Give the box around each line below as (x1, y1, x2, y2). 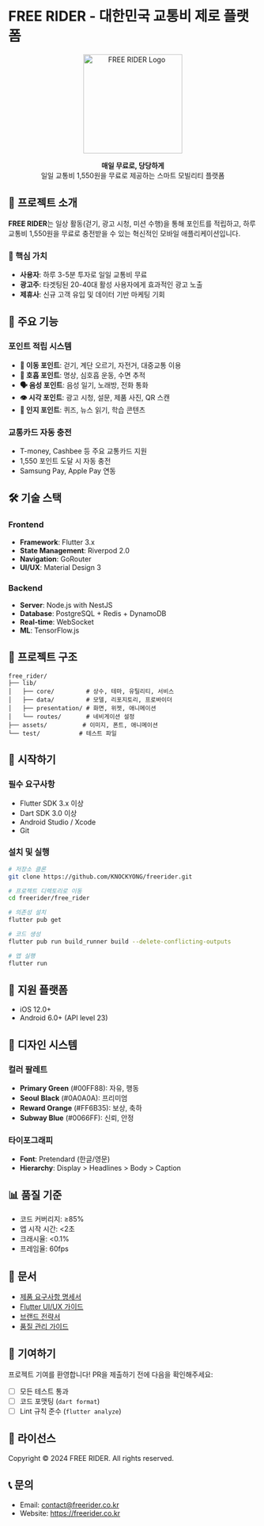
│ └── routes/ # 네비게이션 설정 (8, 713, 135, 721)
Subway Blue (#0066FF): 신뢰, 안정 (19, 1113, 134, 1123)
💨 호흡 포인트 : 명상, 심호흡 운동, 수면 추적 (19, 370, 146, 380)
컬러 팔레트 (8, 1064, 48, 1075)
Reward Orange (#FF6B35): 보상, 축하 (19, 1103, 142, 1113)
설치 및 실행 (8, 847, 50, 858)
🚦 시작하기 (8, 753, 57, 767)
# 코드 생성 (8, 931, 41, 939)
